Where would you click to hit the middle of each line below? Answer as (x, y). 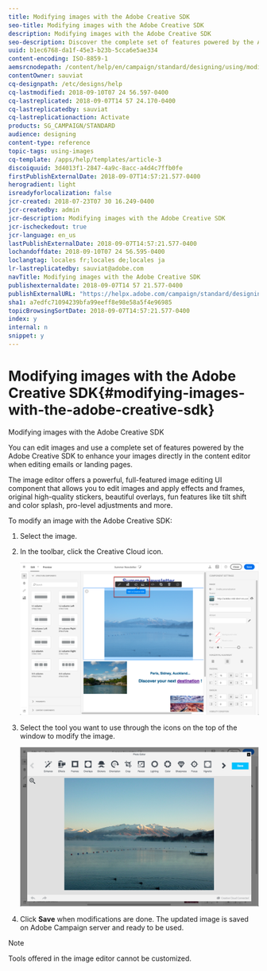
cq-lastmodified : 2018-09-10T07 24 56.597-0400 (89, 92)
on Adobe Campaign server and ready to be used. (102, 928)
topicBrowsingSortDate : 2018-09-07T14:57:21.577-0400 (99, 310)
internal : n (28, 328)
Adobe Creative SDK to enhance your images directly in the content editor (130, 456)
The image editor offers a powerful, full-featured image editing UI (115, 480)
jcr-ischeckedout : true (48, 227)
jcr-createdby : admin (44, 210)
